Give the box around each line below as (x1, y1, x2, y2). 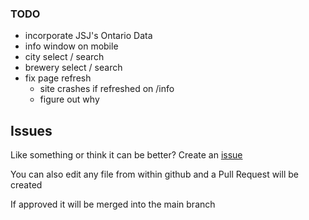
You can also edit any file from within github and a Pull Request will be (10, 168, 299, 181)
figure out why (39, 93, 100, 106)
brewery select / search (24, 62, 123, 74)
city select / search (24, 51, 105, 63)
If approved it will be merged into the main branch (10, 198, 216, 211)
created (10, 179, 43, 191)
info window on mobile (24, 40, 119, 52)
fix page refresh (24, 72, 92, 84)
